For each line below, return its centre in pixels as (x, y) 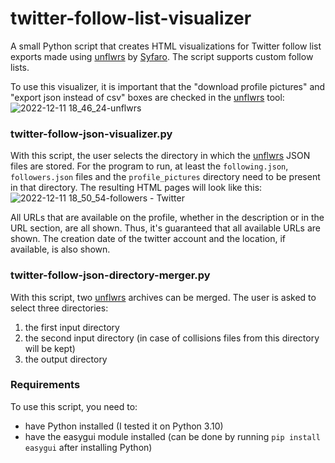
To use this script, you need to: (74, 406)
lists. (20, 67)
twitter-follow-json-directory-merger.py (110, 275)
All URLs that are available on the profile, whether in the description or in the (167, 218)
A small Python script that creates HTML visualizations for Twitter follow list (166, 46)
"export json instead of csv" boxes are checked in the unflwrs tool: (147, 97)
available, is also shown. (60, 249)
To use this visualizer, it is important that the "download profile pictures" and (168, 86)
